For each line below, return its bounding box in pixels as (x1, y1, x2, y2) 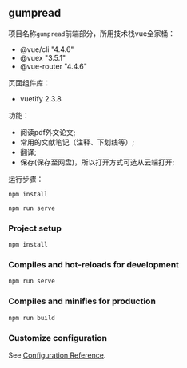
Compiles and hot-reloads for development (8, 259, 180, 271)
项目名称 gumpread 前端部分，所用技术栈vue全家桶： (8, 28, 176, 38)
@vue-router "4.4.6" (19, 61, 88, 71)
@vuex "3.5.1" (19, 53, 66, 62)
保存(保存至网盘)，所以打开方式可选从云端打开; (19, 157, 175, 167)
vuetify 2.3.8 (19, 93, 62, 103)
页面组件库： (8, 77, 50, 87)
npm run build (8, 314, 56, 322)
